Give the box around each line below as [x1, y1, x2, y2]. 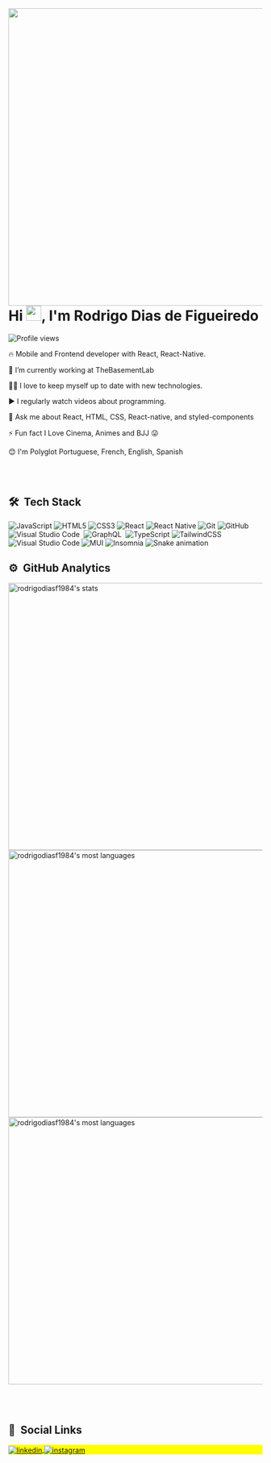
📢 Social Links [8, 1423, 82, 1436]
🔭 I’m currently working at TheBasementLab [8, 365, 155, 374]
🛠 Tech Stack [8, 495, 82, 509]
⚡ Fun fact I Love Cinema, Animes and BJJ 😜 [8, 427, 159, 438]
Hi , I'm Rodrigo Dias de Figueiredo [8, 306, 260, 325]
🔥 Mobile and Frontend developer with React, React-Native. [8, 348, 206, 358]
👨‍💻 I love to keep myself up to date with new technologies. [8, 381, 203, 390]
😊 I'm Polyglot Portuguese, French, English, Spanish [8, 447, 184, 456]
